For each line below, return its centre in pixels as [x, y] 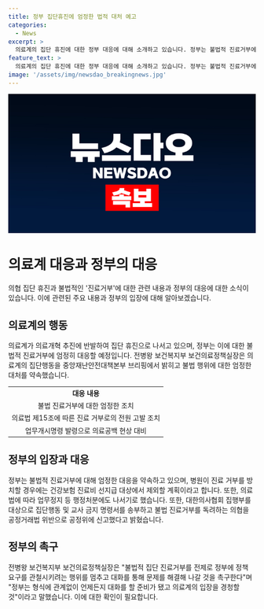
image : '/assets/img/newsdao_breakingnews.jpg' [88, 75]
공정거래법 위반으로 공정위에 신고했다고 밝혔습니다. [86, 519]
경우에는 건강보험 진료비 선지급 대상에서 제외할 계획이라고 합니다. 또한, [130, 490]
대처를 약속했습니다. [38, 375]
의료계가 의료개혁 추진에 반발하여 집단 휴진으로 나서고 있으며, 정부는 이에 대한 [126, 345]
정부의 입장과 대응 [49, 460]
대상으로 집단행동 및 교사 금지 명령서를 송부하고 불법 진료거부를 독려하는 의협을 [129, 509]
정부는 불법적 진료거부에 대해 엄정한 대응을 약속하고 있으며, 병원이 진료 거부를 [126, 480]
